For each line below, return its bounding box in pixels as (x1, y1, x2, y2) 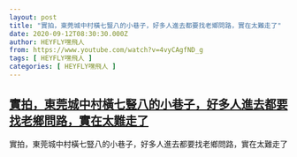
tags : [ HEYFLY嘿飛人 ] (9, 54, 93, 63)
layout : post (9, 12, 57, 22)
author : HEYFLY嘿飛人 (9, 37, 85, 47)
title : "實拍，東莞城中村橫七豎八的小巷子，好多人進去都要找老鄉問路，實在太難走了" (9, 21, 282, 30)
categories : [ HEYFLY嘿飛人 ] (9, 63, 117, 71)
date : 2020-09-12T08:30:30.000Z (9, 29, 128, 38)
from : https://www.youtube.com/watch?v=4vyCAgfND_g (9, 46, 203, 55)
